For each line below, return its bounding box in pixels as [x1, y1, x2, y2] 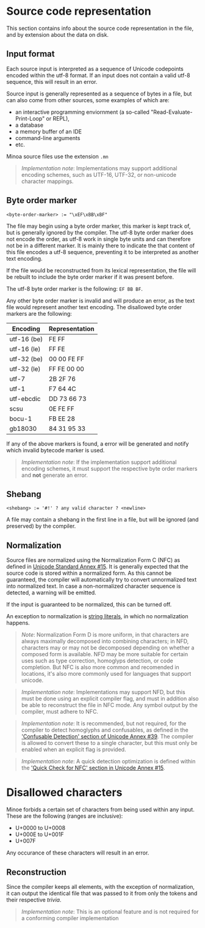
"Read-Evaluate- [150, 108, 193, 116]
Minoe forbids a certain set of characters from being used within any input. [6, 806, 195, 814]
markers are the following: [6, 310, 72, 317]
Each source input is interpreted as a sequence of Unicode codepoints [6, 65, 184, 72]
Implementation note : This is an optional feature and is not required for [21, 908, 199, 915]
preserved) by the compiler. [6, 522, 76, 530]
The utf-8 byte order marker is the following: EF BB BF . [6, 285, 143, 292]
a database [15, 121, 44, 129]
